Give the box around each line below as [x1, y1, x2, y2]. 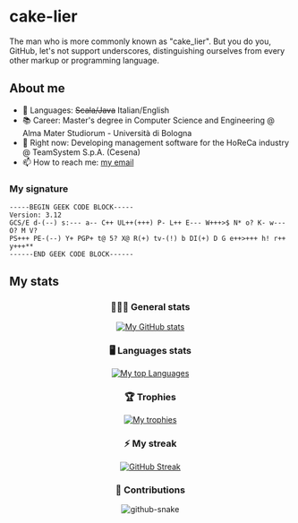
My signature [9, 182, 69, 194]
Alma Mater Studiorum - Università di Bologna [21, 127, 192, 138]
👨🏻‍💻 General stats [110, 301, 191, 313]
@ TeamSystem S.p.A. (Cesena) [21, 146, 141, 158]
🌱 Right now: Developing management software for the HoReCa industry [21, 137, 289, 148]
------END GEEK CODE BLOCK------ [9, 250, 134, 259]
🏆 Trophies [123, 390, 177, 403]
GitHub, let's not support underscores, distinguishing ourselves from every [9, 45, 285, 56]
